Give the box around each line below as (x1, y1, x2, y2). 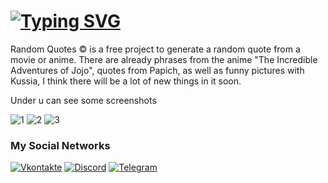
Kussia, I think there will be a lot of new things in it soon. (10, 75, 242, 87)
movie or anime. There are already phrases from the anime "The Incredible (10, 53, 318, 65)
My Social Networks (10, 138, 111, 152)
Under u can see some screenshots (10, 94, 157, 106)
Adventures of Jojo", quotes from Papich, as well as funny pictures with (10, 64, 305, 76)
